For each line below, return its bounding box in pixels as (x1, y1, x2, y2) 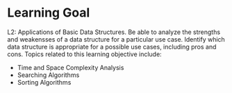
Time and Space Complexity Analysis (17, 63, 124, 71)
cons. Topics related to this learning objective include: (7, 50, 162, 58)
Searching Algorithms (17, 71, 80, 79)
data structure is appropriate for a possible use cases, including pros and (7, 42, 217, 51)
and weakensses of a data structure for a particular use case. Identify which (7, 35, 226, 43)
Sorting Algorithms (17, 78, 72, 86)
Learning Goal (7, 5, 90, 21)
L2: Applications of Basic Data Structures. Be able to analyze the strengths (7, 28, 221, 36)
